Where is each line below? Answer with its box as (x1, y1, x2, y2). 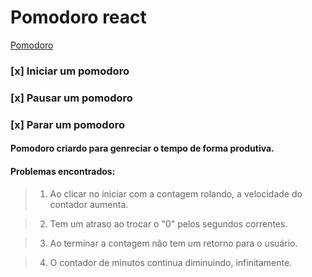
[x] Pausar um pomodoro (10, 91, 133, 105)
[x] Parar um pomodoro (10, 117, 125, 131)
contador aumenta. (49, 198, 129, 210)
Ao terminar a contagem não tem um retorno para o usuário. (49, 237, 298, 249)
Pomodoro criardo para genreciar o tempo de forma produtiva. (10, 142, 275, 155)
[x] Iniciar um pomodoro (10, 64, 130, 78)
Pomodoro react (10, 6, 147, 29)
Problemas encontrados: (10, 165, 116, 177)
